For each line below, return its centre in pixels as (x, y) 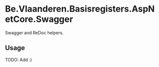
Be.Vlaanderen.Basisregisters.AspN (80, 9)
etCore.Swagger (39, 19)
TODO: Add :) (18, 60)
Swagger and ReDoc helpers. (35, 33)
